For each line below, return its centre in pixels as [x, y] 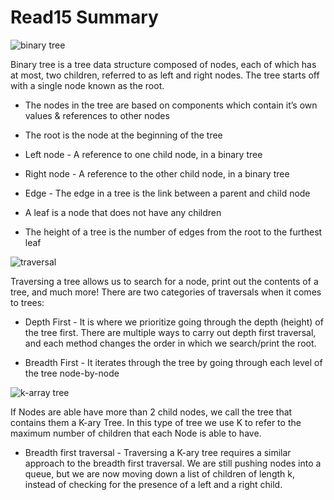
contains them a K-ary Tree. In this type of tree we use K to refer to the [156, 422]
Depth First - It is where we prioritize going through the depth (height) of [174, 322]
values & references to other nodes [97, 115]
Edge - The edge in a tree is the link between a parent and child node [167, 193]
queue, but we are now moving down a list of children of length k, [159, 473]
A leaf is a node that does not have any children [123, 212]
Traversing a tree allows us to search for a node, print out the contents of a [164, 281]
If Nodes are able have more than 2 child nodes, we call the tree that [151, 412]
